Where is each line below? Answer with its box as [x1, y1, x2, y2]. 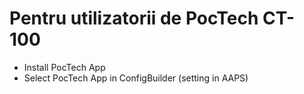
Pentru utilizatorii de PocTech [9, 7, 259, 30]
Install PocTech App [23, 61, 106, 73]
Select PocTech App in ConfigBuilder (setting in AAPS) [23, 72, 249, 84]
